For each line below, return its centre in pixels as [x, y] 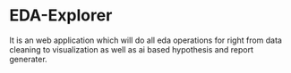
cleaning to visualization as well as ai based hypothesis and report [131, 49]
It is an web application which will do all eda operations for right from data [145, 40]
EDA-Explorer [61, 16]
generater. [28, 59]
